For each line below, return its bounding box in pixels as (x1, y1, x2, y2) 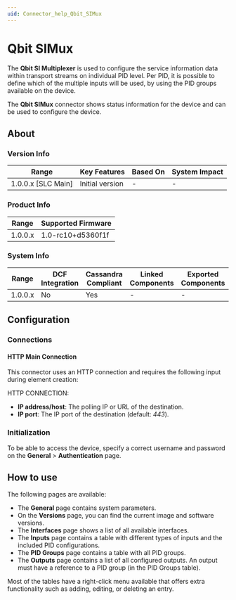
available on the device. (7, 86, 76, 95)
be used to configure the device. (7, 107, 102, 116)
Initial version (79, 179, 124, 189)
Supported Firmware (41, 218, 112, 228)
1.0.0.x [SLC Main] (11, 179, 74, 189)
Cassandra (85, 269, 123, 279)
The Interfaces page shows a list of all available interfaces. (17, 526, 190, 535)
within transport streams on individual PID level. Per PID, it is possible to (7, 71, 216, 79)
